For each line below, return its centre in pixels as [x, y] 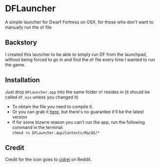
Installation [22, 80]
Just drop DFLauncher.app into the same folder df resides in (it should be [78, 92]
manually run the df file [29, 27]
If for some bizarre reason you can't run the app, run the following [78, 122]
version [20, 117]
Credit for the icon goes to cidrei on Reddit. [48, 160]
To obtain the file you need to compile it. [53, 106]
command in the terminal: [38, 127]
